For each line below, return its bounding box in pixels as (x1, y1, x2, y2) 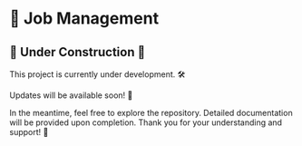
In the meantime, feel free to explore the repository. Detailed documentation (9, 108, 293, 118)
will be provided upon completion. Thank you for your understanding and (9, 117, 283, 128)
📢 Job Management (9, 8, 160, 29)
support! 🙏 (9, 127, 49, 137)
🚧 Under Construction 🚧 (9, 44, 146, 60)
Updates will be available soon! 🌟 (9, 90, 133, 101)
